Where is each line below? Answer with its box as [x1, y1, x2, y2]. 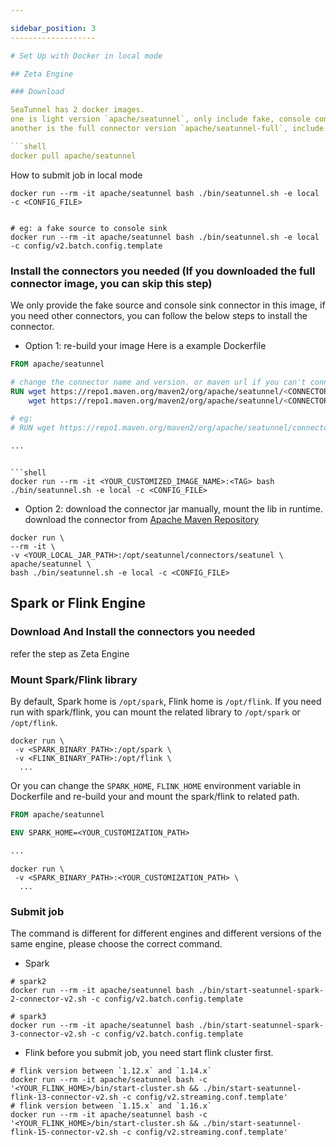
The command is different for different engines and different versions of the [10, 927, 322, 939]
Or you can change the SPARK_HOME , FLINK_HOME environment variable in [10, 780, 301, 792]
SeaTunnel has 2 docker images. [10, 105, 145, 115]
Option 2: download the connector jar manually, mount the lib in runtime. [24, 503, 323, 515]
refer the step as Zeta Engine [10, 647, 130, 660]
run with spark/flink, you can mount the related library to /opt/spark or [10, 706, 301, 718]
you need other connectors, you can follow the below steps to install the [10, 309, 308, 321]
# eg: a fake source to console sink [10, 223, 168, 233]
